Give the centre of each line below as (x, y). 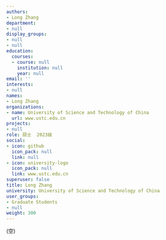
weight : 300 (21, 213)
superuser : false (28, 180)
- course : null (31, 62)
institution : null (40, 68)
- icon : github (25, 146)
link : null (25, 157)
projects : (19, 124)
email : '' (19, 79)
